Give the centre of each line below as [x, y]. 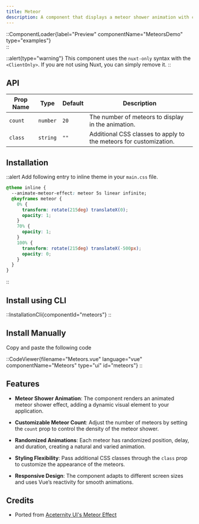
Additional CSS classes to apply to [137, 134]
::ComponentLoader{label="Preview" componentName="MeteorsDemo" [94, 34]
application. [29, 411]
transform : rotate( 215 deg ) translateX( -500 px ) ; [82, 248]
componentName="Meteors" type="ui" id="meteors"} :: [75, 365]
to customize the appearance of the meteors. [70, 464]
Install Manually [36, 333]
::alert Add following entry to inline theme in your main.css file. [82, 177]
